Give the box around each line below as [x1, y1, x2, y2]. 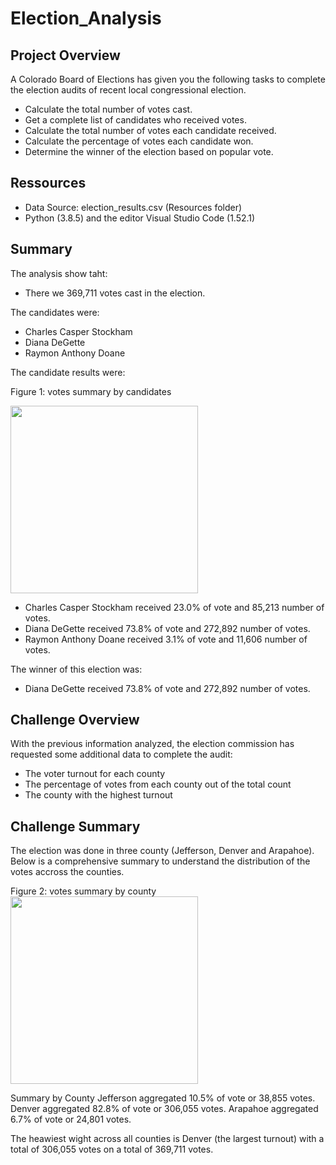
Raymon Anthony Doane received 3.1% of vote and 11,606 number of [24, 633, 308, 645]
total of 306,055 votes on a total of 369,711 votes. [10, 1143, 214, 1156]
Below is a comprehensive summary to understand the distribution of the [10, 855, 311, 867]
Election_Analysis [10, 7, 162, 30]
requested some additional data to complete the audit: [10, 748, 233, 761]
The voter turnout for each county [24, 768, 166, 780]
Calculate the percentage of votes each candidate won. [24, 135, 254, 147]
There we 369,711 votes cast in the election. [24, 287, 206, 299]
